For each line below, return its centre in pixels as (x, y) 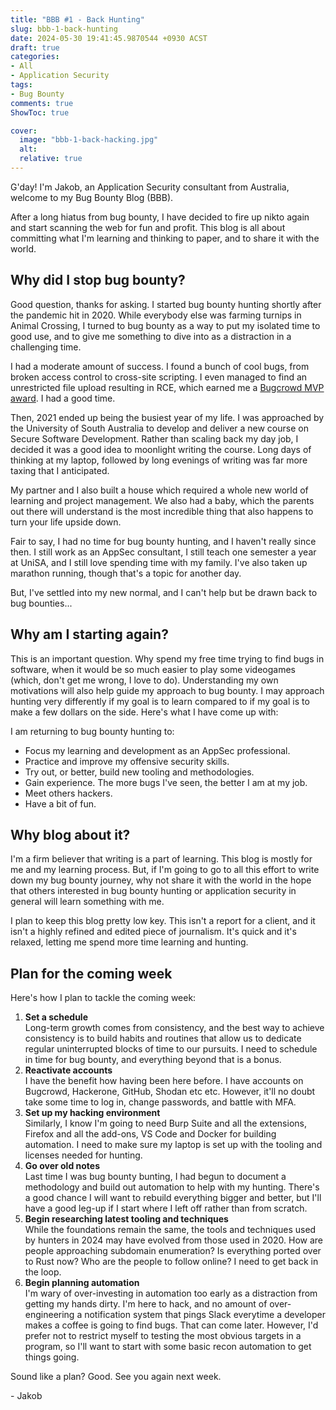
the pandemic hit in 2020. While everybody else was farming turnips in (156, 315)
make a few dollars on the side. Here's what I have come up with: (144, 712)
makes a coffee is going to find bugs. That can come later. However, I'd (171, 1325)
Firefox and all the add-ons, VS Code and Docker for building (150, 1134)
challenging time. (46, 347)
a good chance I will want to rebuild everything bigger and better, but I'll (173, 1198)
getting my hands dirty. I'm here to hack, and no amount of (146, 1304)
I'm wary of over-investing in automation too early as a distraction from (171, 1293)
